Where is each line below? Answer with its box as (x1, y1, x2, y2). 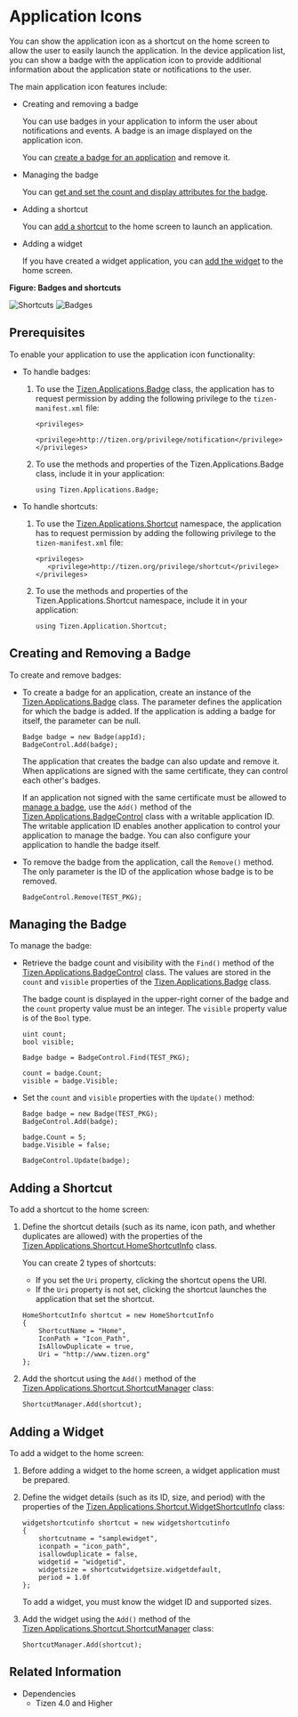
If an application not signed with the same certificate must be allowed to (21, 792, 287, 802)
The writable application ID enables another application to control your (21, 820, 281, 831)
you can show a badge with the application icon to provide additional (9, 54, 262, 65)
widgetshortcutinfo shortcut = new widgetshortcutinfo (21, 1518, 230, 1527)
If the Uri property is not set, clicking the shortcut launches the (35, 1284, 267, 1295)
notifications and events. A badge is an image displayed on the (21, 125, 253, 135)
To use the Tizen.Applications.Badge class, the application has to (35, 383, 275, 394)
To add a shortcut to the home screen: (9, 1204, 149, 1215)
